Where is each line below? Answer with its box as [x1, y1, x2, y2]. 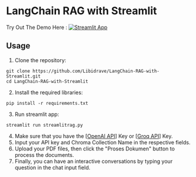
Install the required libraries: [14, 89, 83, 96]
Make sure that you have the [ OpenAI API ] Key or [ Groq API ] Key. [14, 132, 173, 140]
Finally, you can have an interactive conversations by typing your [14, 157, 173, 165]
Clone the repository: [14, 56, 67, 63]
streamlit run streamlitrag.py [6, 122, 83, 128]
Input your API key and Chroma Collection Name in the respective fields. [14, 139, 191, 146]
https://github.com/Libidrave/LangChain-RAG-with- [32, 68, 160, 74]
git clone [6, 68, 31, 74]
